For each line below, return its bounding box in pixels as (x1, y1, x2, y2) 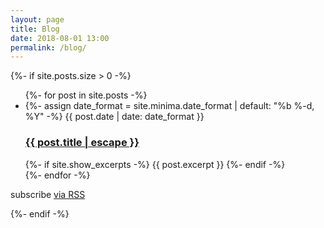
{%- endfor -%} (24, 169, 91, 181)
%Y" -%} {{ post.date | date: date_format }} (24, 111, 205, 123)
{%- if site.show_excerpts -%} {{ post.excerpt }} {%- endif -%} (24, 158, 286, 170)
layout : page (10, 14, 65, 25)
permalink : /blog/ (10, 42, 87, 53)
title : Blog (10, 24, 60, 34)
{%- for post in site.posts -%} (24, 89, 148, 101)
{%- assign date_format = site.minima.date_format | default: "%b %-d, (24, 100, 315, 112)
